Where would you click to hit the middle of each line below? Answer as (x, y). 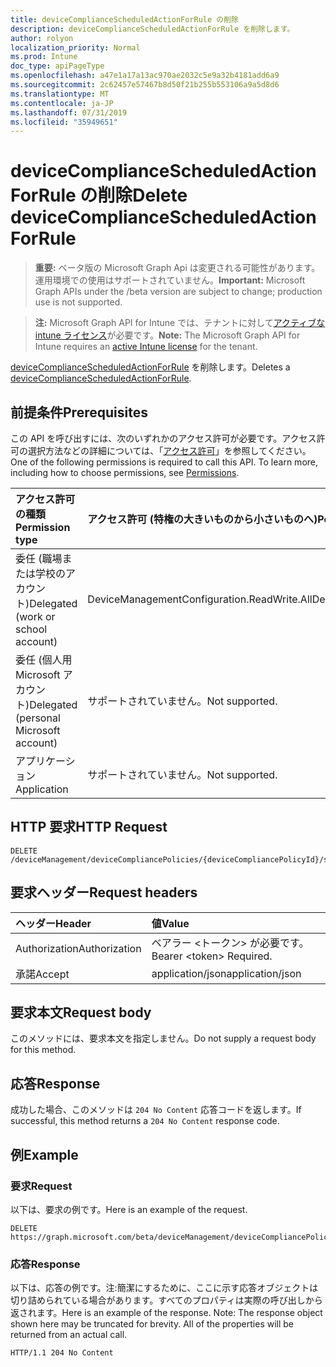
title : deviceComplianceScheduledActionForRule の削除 (124, 19)
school (31, 629)
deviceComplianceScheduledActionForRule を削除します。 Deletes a (150, 367)
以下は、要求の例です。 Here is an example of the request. (129, 1209)
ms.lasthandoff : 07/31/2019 (69, 112)
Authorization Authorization (78, 948)
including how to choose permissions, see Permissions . (125, 472)
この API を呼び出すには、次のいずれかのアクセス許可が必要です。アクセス (163, 438)
